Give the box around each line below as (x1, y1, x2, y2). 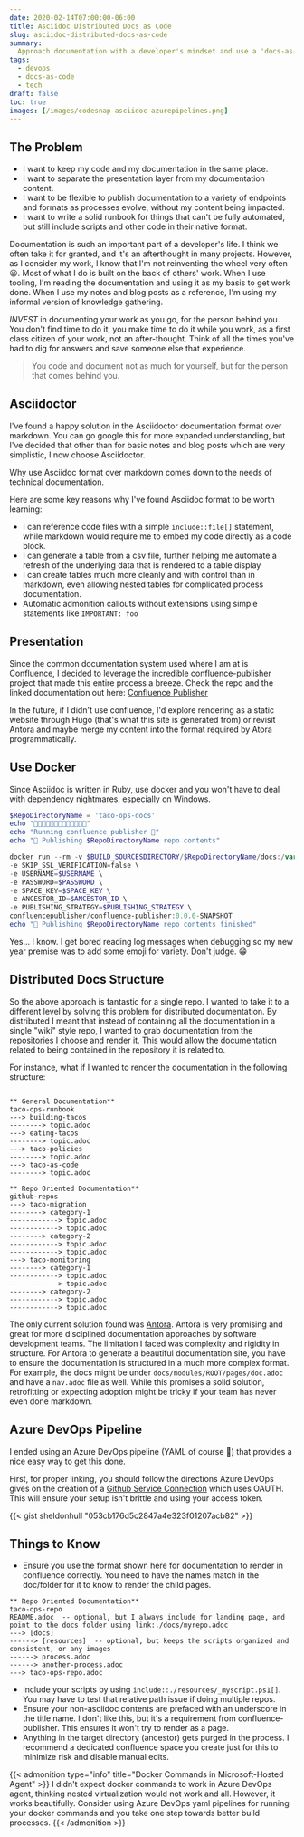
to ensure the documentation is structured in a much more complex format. (9, 1357, 290, 1368)
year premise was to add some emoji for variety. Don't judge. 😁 (9, 946, 248, 957)
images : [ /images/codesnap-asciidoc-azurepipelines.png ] (9, 106, 229, 115)
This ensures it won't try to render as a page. (62, 1723, 229, 1734)
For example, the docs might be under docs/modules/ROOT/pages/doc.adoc (9, 1367, 283, 1378)
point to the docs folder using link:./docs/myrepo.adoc (9, 1621, 229, 1630)
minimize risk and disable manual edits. (22, 1752, 169, 1763)
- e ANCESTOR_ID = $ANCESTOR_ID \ (9, 894, 128, 904)
